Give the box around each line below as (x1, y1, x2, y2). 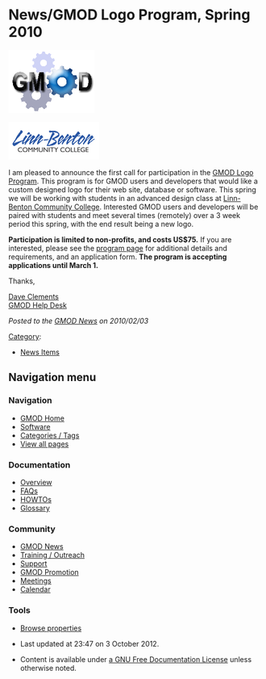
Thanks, (8, 276, 35, 286)
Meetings (19, 576, 52, 586)
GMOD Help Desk (8, 300, 67, 310)
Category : (8, 331, 42, 341)
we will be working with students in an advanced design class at (8, 193, 222, 203)
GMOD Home (19, 413, 64, 423)
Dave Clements (8, 291, 59, 301)
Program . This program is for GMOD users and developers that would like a (8, 176, 258, 186)
